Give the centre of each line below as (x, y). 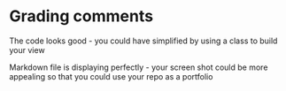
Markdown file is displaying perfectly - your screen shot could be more (139, 67)
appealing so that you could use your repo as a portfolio (111, 76)
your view (27, 49)
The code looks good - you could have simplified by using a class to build (143, 41)
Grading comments (81, 16)
